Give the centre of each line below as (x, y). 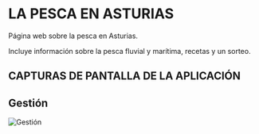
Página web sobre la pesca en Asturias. (73, 36)
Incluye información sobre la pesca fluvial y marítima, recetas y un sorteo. (129, 51)
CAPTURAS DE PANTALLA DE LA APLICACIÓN (125, 76)
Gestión (28, 103)
